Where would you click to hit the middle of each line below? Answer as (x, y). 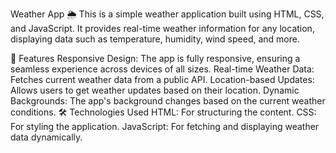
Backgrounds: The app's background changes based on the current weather (168, 101)
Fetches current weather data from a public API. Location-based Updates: (162, 79)
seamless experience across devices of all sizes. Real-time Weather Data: (162, 69)
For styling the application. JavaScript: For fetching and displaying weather (165, 126)
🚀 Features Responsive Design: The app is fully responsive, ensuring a (155, 58)
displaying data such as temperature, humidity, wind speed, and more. (155, 39)
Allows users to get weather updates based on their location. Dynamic (155, 90)
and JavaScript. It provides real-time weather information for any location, (162, 28)
